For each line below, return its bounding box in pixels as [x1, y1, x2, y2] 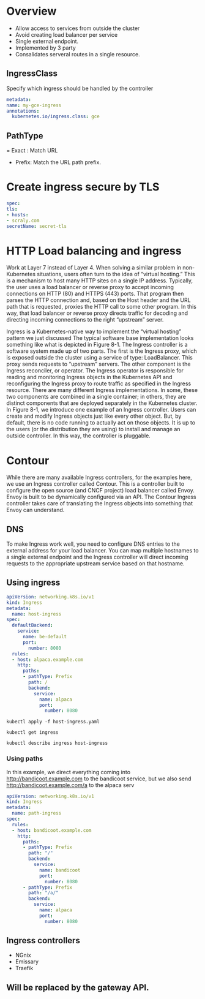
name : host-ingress [12, 611, 62, 617]
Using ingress [6, 578, 61, 588]
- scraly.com [6, 217, 40, 224]
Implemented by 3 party [15, 44, 76, 51]
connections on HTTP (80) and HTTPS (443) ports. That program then [6, 290, 184, 298]
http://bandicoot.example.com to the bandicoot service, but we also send [6, 775, 192, 782]
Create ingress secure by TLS [6, 180, 160, 194]
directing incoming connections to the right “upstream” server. [6, 316, 164, 323]
